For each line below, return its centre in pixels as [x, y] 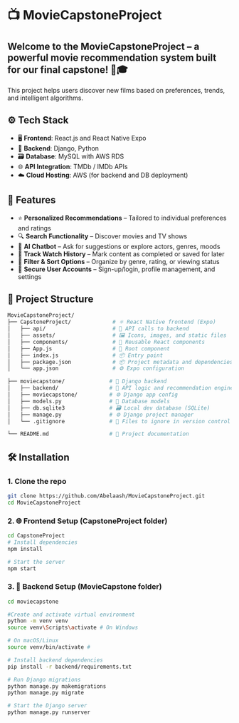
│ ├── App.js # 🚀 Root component [89, 348]
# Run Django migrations [44, 679]
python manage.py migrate [46, 693]
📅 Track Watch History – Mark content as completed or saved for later [121, 254]
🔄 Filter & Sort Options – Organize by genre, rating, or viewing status [118, 261]
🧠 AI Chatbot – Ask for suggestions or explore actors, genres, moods [119, 246]
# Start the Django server [47, 706]
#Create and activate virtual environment [71, 615]
